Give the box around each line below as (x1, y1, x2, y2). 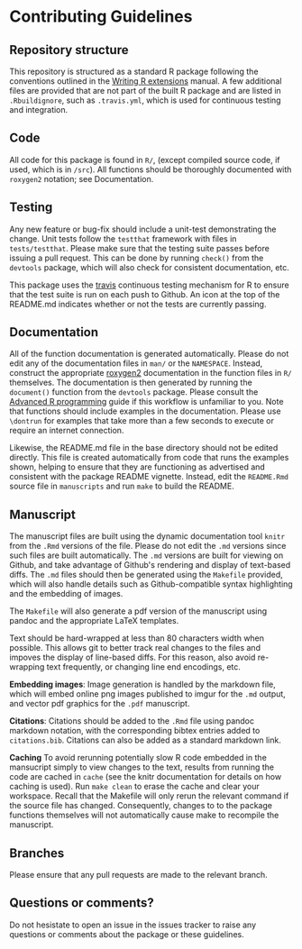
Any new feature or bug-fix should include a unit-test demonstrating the (9, 224, 277, 234)
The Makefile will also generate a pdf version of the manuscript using (9, 606, 268, 616)
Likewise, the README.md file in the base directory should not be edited (9, 443, 279, 453)
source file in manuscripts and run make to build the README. (9, 480, 234, 492)
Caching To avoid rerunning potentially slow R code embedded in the (9, 753, 268, 763)
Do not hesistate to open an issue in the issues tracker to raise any (9, 919, 257, 930)
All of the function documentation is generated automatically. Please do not (9, 349, 289, 360)
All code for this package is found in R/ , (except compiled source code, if (9, 154, 280, 165)
